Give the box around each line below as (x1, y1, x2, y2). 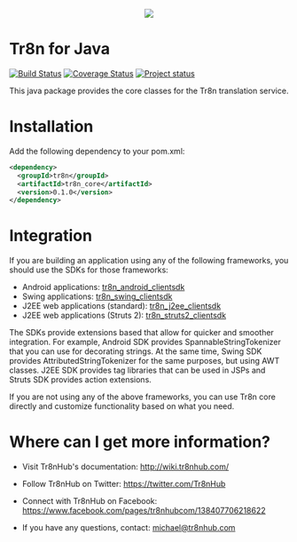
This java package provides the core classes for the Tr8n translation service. (9, 85, 289, 96)
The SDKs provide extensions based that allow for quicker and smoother (9, 327, 275, 338)
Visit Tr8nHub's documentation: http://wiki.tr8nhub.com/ (21, 461, 229, 472)
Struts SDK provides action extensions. (9, 374, 152, 385)
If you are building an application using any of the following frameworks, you (9, 255, 289, 266)
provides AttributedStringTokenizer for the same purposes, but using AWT (9, 356, 280, 366)
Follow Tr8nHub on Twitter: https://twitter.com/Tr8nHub (21, 479, 226, 490)
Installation (9, 116, 94, 137)
